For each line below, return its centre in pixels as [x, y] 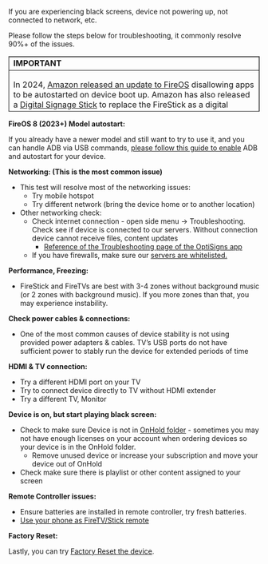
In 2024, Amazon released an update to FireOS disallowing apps [134, 85]
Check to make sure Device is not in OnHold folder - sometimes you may [139, 430]
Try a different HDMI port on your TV [80, 382]
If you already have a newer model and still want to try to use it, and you [126, 139]
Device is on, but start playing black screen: [83, 414]
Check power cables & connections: [69, 318]
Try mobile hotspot [63, 196]
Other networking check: [61, 212]
